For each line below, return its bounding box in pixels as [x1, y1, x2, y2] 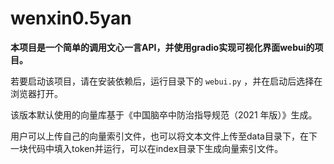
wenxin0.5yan [10, 7, 132, 30]
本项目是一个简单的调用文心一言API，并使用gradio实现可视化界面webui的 [10, 41, 315, 53]
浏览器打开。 [10, 87, 63, 99]
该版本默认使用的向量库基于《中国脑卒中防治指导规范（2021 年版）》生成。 [10, 108, 318, 121]
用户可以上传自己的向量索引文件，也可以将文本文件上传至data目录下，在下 [10, 130, 318, 142]
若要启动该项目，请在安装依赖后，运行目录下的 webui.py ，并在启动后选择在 [10, 75, 323, 87]
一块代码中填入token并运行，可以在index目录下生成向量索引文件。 [10, 142, 284, 154]
